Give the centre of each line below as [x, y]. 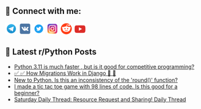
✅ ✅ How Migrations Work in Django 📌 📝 [65, 73]
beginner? [27, 93]
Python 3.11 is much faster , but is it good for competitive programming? [104, 66]
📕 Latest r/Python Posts [51, 52]
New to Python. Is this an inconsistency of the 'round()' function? [96, 80]
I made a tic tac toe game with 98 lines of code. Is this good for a [96, 86]
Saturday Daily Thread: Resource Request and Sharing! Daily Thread [100, 99]
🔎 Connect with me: [43, 11]
